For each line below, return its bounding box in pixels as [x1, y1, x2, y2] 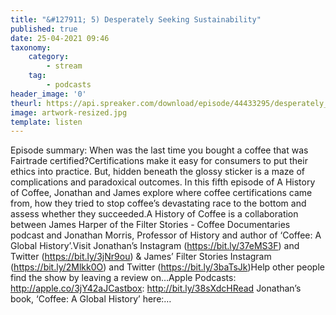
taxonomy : [10, 42, 52, 53]
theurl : [10, 98, 43, 108]
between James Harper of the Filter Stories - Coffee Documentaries [10, 219, 291, 231]
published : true [10, 24, 78, 34]
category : [28, 52, 70, 62]
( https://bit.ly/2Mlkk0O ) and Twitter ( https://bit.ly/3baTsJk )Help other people [10, 261, 325, 273]
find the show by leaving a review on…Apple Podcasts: [10, 272, 237, 284]
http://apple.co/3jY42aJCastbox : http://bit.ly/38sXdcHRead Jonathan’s [10, 282, 302, 295]
